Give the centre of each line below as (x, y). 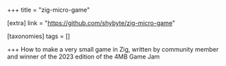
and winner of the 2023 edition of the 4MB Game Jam (83, 56)
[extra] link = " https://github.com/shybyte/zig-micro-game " (91, 23)
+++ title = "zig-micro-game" (49, 10)
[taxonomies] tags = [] (39, 36)
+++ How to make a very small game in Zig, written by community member (113, 49)
